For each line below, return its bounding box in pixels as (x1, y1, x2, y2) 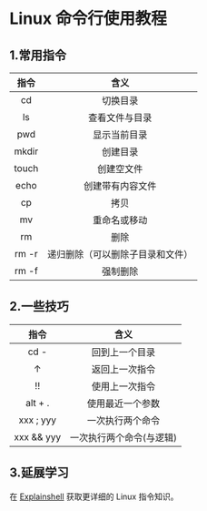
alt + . (25, 396, 50, 409)
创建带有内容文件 (83, 179, 157, 192)
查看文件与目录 (87, 111, 153, 124)
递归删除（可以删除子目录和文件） (46, 248, 193, 261)
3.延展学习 (9, 465, 70, 481)
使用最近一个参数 (86, 397, 161, 410)
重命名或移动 (92, 214, 148, 226)
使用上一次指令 (91, 380, 156, 393)
